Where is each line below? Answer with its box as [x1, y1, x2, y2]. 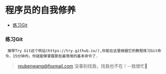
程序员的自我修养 [5, 4, 76, 16]
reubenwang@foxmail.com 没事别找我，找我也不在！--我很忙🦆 [17, 63, 148, 69]
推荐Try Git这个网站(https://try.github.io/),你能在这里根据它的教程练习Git [7, 48, 157, 53]
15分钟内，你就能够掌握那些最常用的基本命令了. [12, 53, 98, 59]
